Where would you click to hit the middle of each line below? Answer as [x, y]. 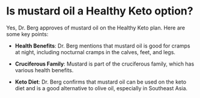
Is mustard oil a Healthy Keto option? [100, 11]
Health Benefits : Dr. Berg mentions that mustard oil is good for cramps [102, 46]
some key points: [27, 34]
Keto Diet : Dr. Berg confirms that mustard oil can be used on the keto [101, 82]
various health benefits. [44, 70]
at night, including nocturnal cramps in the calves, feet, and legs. [95, 52]
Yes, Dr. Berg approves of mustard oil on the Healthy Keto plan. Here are [95, 28]
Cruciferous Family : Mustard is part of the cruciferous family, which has [105, 64]
